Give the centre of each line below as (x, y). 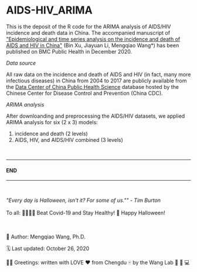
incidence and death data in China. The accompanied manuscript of (88, 32)
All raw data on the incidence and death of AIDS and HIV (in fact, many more (98, 74)
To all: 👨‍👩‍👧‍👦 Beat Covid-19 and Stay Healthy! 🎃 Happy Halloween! (86, 213)
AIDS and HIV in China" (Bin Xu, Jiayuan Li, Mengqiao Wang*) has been (93, 45)
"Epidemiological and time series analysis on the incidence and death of (93, 39)
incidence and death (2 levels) (51, 134)
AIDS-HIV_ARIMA (49, 10)
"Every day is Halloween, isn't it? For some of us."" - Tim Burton (84, 200)
